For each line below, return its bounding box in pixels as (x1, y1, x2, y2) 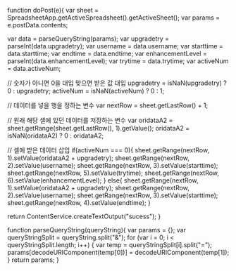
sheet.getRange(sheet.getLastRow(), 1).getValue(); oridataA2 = (7, 124, 190, 132)
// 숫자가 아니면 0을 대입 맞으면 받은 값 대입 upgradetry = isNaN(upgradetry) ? (7, 79, 227, 87)
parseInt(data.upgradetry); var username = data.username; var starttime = (7, 42, 223, 50)
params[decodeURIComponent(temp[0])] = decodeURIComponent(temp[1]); (7, 249, 230, 256)
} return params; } (7, 256, 60, 264)
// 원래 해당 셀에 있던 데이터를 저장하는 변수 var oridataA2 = (7, 116, 173, 124)
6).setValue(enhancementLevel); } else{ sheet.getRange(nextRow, (7, 176, 199, 185)
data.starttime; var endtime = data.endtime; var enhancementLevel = (7, 49, 208, 58)
